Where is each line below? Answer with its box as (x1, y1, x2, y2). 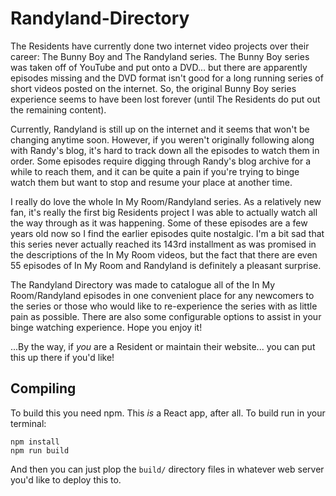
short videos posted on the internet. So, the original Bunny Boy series (10, 82, 297, 94)
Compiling (10, 380, 77, 397)
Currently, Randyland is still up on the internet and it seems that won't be (10, 123, 310, 135)
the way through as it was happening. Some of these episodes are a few (10, 217, 308, 229)
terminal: (10, 417, 47, 429)
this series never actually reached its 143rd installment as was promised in (10, 238, 317, 250)
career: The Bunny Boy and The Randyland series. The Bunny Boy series (10, 50, 310, 62)
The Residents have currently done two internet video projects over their (10, 40, 310, 52)
